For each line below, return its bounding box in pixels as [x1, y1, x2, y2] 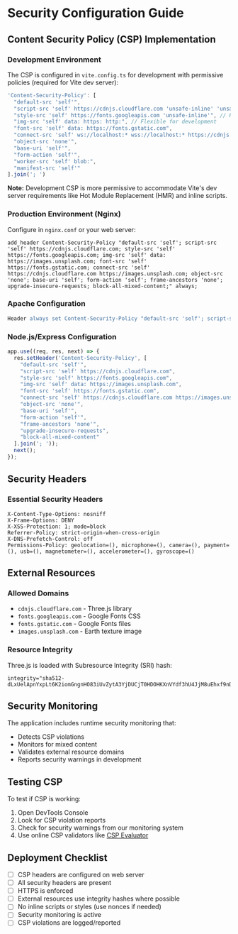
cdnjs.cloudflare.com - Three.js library [17, 605, 132, 613]
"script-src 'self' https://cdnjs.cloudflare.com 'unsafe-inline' [13, 105, 214, 112]
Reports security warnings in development [17, 755, 142, 764]
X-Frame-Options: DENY [7, 517, 74, 524]
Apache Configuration [7, 299, 86, 309]
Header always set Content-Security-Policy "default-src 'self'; [7, 314, 204, 322]
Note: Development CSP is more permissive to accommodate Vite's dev [7, 184, 217, 192]
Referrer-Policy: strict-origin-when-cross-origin [7, 529, 160, 537]
